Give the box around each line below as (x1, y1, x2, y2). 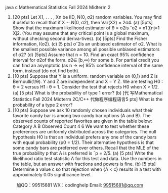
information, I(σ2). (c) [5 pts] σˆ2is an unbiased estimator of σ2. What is (12, 41, 162, 47)
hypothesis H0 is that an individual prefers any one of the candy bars (12, 134, 157, 140)
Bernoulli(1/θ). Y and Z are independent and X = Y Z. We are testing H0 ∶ (12, 78, 163, 84)
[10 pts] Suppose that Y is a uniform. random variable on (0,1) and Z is (12, 73, 158, 79)
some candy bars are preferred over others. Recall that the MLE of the (12, 145, 159, 151)
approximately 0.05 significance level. (12, 172, 92, 177)
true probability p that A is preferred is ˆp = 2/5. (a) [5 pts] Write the (12, 150, 154, 156)
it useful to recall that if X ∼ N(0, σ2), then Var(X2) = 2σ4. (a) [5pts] (12, 20, 153, 25)
